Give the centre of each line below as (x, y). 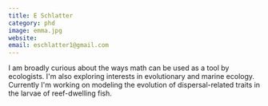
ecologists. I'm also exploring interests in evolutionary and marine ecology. (131, 77)
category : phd (32, 23)
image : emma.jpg (35, 30)
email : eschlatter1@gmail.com (59, 45)
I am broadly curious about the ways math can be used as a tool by (119, 68)
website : (23, 38)
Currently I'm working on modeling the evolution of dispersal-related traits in (134, 85)
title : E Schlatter (41, 16)
